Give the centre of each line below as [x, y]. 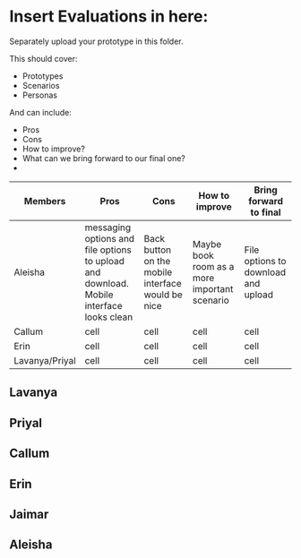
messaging [108, 227]
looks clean [109, 317]
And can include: [40, 112]
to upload [105, 261]
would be [163, 295]
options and [110, 238]
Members [45, 201]
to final [266, 212]
